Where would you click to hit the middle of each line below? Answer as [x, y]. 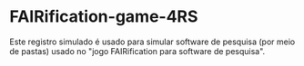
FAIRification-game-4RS [104, 17]
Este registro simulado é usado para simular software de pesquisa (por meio [152, 42]
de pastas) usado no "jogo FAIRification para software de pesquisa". [137, 51]
